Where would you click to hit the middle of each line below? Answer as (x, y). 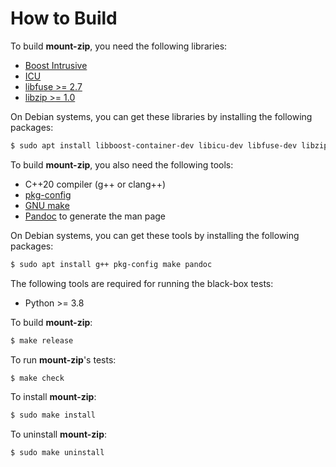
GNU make (47, 205)
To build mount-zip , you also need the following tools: (122, 164)
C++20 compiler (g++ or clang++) (95, 184)
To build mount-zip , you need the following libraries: (119, 46)
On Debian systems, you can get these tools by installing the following (155, 235)
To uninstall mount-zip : (59, 434)
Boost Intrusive (56, 65)
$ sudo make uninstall (57, 453)
